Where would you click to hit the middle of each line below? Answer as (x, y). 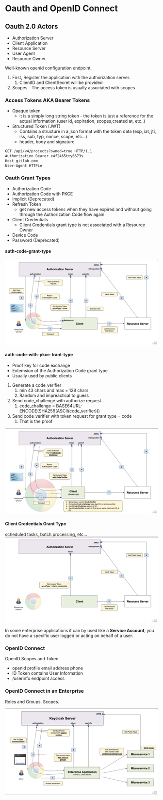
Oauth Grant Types (28, 178)
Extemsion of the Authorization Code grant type (60, 371)
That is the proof (36, 421)
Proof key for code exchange (41, 365)
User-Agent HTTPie (24, 166)
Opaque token (26, 111)
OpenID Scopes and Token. (32, 659)
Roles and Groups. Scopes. (32, 702)
